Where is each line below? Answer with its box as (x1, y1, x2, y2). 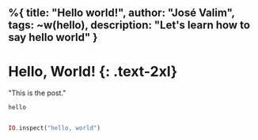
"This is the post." (8, 88, 66, 98)
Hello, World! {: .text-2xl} (8, 62, 178, 80)
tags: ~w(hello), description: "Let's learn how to (8, 19, 251, 32)
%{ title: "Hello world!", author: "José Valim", (8, 6, 235, 20)
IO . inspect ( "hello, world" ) (8, 124, 101, 132)
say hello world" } (8, 31, 98, 44)
